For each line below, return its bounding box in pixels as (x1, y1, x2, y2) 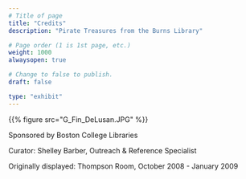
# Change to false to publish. (8, 71, 113, 79)
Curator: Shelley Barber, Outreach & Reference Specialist (8, 145, 197, 155)
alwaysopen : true (8, 56, 67, 64)
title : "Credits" (8, 19, 67, 27)
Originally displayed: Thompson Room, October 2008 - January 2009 (8, 161, 239, 171)
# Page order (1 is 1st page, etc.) (8, 41, 131, 49)
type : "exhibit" (8, 92, 63, 100)
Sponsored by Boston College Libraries (8, 130, 138, 140)
